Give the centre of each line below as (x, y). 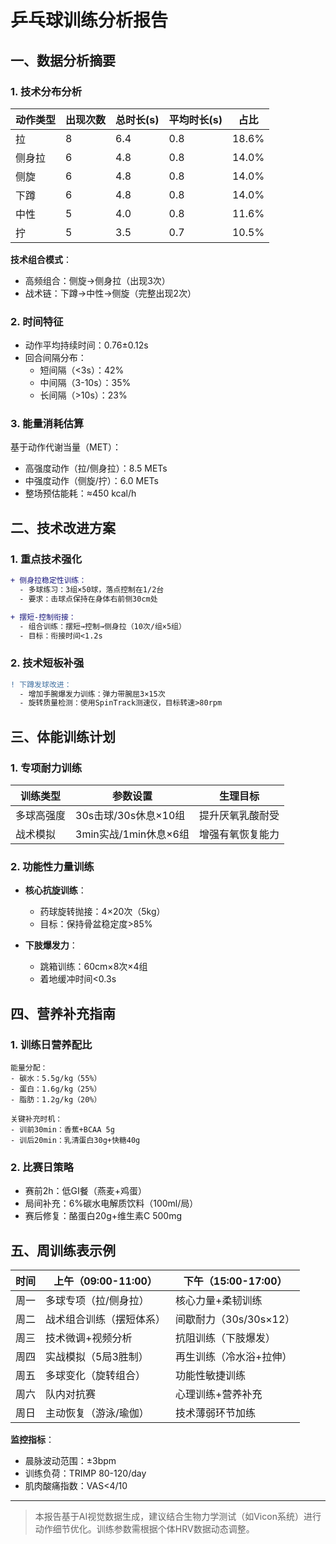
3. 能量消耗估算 (47, 424)
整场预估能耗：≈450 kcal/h (80, 493)
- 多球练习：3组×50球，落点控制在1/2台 (92, 590)
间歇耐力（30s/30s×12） (235, 1319)
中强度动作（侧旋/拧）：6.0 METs (91, 481)
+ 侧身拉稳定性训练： (48, 581)
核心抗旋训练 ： (55, 890)
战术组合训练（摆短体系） (106, 1319)
